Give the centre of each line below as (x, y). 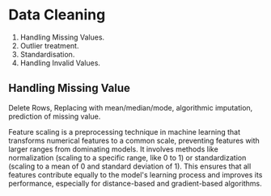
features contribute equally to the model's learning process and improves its (135, 174)
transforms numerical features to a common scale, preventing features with (134, 140)
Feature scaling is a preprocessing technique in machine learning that (125, 131)
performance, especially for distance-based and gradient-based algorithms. (135, 183)
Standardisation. (47, 54)
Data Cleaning (57, 15)
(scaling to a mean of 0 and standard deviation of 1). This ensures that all (130, 166)
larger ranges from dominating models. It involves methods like (113, 149)
